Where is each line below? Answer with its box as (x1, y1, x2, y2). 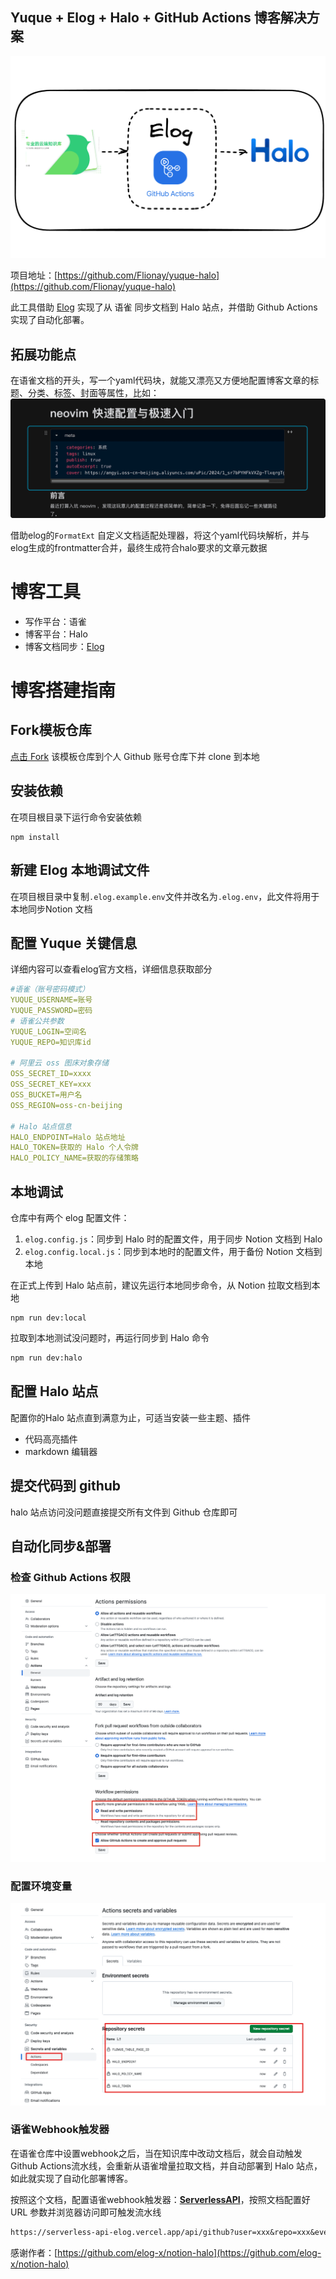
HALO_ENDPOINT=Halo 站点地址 (10, 1132, 126, 1142)
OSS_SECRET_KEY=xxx (10, 1079, 92, 1090)
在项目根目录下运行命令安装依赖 (10, 811, 142, 823)
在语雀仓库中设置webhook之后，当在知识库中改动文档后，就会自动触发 (10, 2147, 303, 2159)
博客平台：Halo (24, 628, 88, 640)
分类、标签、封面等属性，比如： (27, 386, 160, 398)
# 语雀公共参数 (10, 1016, 65, 1026)
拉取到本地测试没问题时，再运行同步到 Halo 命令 (10, 1332, 210, 1344)
